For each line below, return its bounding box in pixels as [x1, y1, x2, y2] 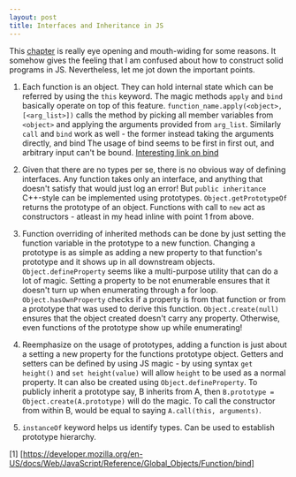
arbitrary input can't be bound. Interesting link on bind [21, 147, 219, 157]
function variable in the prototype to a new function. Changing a [21, 238, 256, 248]
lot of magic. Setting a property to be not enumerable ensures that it [21, 275, 270, 285]
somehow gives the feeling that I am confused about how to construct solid [9, 55, 284, 65]
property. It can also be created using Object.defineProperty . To [21, 376, 258, 387]
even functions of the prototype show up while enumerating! [21, 322, 243, 332]
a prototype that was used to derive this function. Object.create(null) [21, 303, 280, 314]
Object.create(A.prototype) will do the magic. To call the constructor [21, 395, 276, 406]
